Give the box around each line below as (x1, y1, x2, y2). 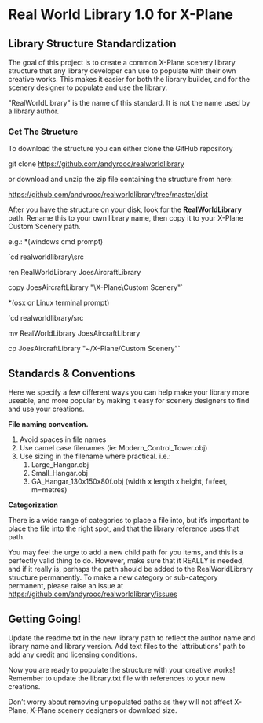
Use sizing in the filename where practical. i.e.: (19, 451, 171, 462)
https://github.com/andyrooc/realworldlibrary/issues (8, 589, 178, 599)
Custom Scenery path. (8, 222, 81, 232)
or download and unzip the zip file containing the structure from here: (8, 175, 233, 184)
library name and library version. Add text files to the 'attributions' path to (8, 641, 246, 651)
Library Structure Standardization (8, 37, 177, 50)
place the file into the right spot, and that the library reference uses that (8, 524, 239, 533)
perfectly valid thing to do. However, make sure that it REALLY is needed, (8, 556, 245, 565)
